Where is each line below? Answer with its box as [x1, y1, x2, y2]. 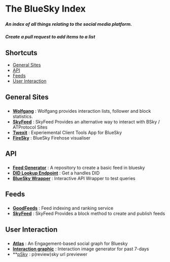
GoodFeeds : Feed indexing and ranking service [12, 205, 114, 211]
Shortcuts [5, 49, 38, 57]
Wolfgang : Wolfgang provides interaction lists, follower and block [12, 108, 151, 114]
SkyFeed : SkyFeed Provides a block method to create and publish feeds [12, 210, 165, 216]
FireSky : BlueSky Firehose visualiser [12, 135, 91, 141]
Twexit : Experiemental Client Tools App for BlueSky [12, 129, 122, 136]
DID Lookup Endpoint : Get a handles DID [12, 170, 100, 176]
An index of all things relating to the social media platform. [5, 21, 132, 27]
